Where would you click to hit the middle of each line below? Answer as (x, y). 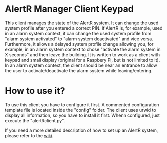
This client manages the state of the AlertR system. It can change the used (82, 23)
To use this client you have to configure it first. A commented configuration (82, 104)
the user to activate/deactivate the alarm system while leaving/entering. (79, 70)
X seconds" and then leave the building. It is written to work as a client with (83, 55)
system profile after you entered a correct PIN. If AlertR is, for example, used (84, 28)
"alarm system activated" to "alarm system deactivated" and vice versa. (79, 39)
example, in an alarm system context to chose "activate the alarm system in (83, 49)
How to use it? (35, 91)
